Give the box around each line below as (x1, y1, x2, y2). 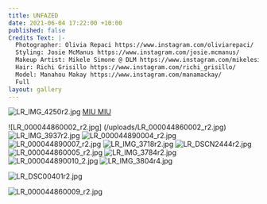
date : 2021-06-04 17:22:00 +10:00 (8, 19, 123, 27)
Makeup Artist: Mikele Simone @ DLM (15, 56, 137, 64)
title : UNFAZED (8, 11, 59, 20)
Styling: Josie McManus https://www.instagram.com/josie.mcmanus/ (15, 48, 240, 56)
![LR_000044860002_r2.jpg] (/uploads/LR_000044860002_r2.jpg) (8, 122, 226, 132)
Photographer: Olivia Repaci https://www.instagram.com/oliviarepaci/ (15, 41, 254, 49)
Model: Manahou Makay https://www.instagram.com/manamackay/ (15, 71, 222, 79)
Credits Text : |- (8, 33, 66, 42)
